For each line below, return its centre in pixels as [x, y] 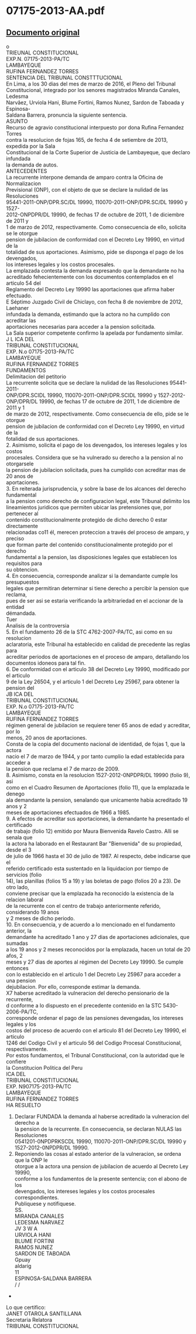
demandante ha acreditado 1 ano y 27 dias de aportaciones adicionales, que [98, 937]
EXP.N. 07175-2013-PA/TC [38, 59]
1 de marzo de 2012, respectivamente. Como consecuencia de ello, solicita [96, 227]
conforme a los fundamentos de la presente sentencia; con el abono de [101, 1179]
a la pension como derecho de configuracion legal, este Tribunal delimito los [98, 501]
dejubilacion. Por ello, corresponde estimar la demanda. [73, 987]
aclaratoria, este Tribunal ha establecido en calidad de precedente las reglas [98, 644]
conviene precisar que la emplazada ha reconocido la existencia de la [90, 893]
